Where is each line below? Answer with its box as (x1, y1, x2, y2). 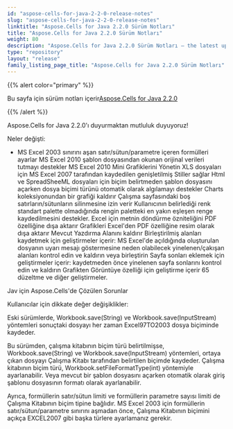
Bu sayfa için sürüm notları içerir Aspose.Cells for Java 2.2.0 (7, 94, 178, 103)
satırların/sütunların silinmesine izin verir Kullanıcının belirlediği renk (17, 199, 212, 208)
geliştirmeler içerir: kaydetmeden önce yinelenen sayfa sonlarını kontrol (17, 258, 222, 267)
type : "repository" (7, 49, 64, 56)
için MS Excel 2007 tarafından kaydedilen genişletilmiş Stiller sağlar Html (17, 170, 225, 178)
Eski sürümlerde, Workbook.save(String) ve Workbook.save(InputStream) (7, 313, 217, 322)
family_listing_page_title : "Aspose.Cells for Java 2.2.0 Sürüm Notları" (7, 62, 225, 69)
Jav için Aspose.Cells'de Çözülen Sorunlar (7, 286, 128, 295)
